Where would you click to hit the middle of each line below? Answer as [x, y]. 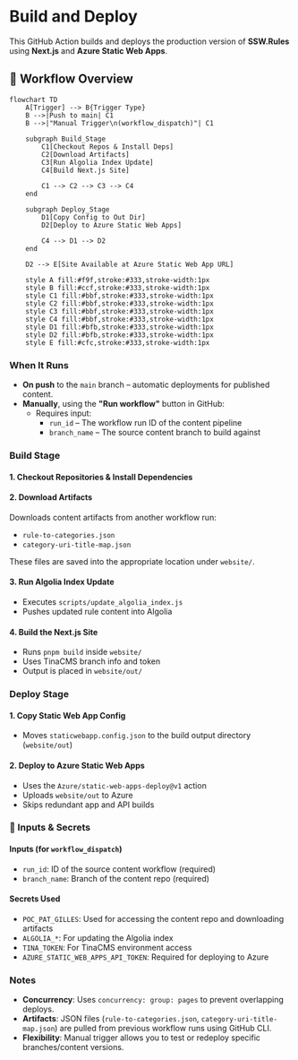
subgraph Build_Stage [65, 139]
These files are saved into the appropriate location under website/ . [132, 561]
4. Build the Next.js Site [54, 632]
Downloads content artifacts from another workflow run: [113, 517]
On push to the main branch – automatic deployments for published [146, 385]
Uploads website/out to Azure [77, 795]
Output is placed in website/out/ [82, 671]
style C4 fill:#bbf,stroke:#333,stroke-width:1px [120, 319]
